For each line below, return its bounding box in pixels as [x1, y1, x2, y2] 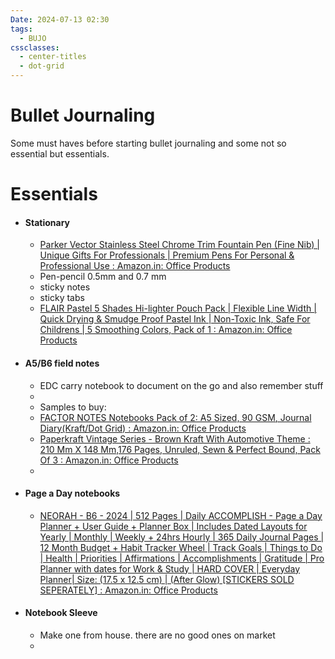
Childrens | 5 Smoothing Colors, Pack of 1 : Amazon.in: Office [39, 324, 293, 336]
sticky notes [39, 281, 91, 293]
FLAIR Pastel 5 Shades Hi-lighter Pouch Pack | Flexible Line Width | [39, 302, 317, 315]
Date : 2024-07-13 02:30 [10, 14, 110, 25]
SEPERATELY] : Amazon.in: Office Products [39, 584, 218, 596]
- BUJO [19, 33, 47, 43]
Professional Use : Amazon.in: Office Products [39, 260, 231, 272]
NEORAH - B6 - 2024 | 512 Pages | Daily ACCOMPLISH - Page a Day [39, 509, 323, 521]
